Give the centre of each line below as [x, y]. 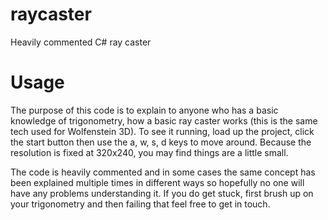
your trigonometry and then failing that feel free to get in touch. [140, 204]
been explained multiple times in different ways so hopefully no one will [157, 182]
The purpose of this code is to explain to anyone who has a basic [144, 110]
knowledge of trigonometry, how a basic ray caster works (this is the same [164, 120]
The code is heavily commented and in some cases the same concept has [163, 172]
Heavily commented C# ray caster [81, 42]
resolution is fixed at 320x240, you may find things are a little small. [149, 152]
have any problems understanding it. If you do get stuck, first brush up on [162, 193]
